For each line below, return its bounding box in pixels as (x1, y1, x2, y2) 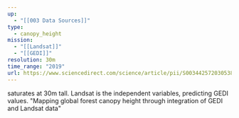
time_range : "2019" (7, 63, 65, 70)
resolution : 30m (7, 57, 55, 64)
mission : (7, 37, 33, 44)
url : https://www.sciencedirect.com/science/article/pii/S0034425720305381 (7, 69, 237, 76)
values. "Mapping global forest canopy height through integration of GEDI (7, 96, 223, 105)
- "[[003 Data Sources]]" (14, 17, 91, 24)
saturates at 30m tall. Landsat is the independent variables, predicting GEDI (7, 89, 229, 98)
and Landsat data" (7, 104, 62, 112)
